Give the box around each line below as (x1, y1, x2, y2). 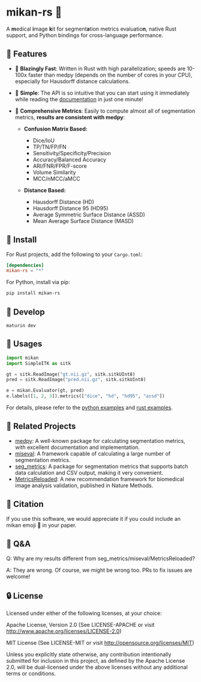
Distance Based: (23, 186, 66, 194)
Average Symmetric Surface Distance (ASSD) (32, 211, 145, 218)
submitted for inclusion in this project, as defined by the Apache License (6, 657, 185, 665)
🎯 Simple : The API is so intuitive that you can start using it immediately (14, 89, 190, 96)
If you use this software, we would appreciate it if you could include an (6, 515, 181, 522)
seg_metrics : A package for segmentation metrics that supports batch (14, 463, 188, 470)
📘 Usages (6, 339, 43, 349)
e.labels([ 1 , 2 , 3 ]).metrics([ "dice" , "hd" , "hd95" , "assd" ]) (6, 393, 165, 399)
